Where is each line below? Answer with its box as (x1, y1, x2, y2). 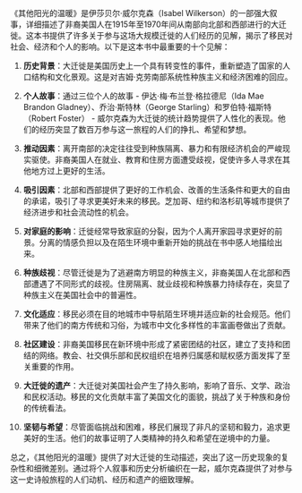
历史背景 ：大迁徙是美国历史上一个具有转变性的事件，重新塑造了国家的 (22, 61, 283, 71)
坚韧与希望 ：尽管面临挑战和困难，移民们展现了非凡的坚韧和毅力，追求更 (22, 421, 290, 432)
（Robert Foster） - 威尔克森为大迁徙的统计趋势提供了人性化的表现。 (22, 113, 279, 123)
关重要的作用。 (22, 361, 79, 371)
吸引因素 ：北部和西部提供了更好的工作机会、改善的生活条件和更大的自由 (22, 184, 290, 195)
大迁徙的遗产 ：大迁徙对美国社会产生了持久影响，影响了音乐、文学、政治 (22, 380, 290, 391)
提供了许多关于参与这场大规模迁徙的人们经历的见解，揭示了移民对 (48, 30, 293, 40)
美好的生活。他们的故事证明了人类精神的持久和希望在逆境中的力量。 (22, 433, 275, 443)
